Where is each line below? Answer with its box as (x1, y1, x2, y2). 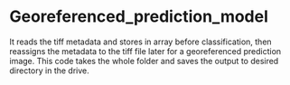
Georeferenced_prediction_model (9, 6, 269, 27)
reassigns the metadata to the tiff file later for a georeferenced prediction (9, 45, 282, 56)
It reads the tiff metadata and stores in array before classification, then (9, 36, 273, 47)
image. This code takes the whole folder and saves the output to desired (9, 55, 279, 66)
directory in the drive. (9, 65, 90, 76)
